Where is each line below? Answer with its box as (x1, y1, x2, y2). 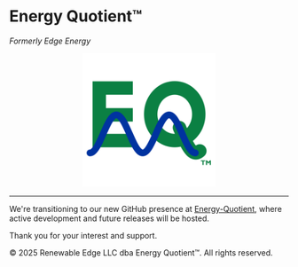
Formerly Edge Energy (9, 35, 91, 46)
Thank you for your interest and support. (9, 230, 158, 240)
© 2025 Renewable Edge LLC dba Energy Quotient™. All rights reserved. (9, 247, 273, 258)
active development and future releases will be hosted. (9, 213, 210, 224)
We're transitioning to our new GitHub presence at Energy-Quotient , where (9, 203, 282, 214)
